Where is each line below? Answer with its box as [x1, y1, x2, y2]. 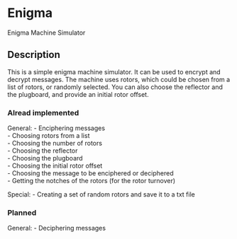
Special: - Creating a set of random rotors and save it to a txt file [7, 190, 195, 199]
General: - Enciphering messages [7, 124, 105, 132]
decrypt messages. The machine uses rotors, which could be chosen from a [7, 75, 231, 83]
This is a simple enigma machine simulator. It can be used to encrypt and [7, 67, 221, 76]
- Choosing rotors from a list [7, 132, 90, 140]
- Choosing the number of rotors [7, 139, 103, 148]
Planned [7, 207, 37, 217]
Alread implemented [7, 107, 79, 117]
